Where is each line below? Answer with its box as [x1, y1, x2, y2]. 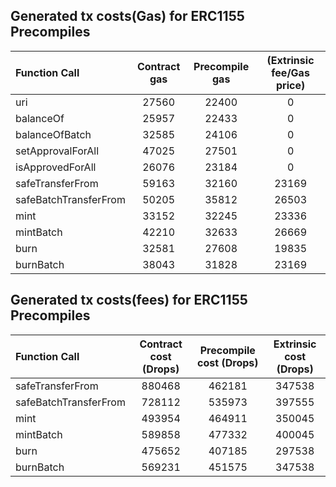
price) [275, 78, 306, 92]
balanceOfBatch [15, 127, 92, 141]
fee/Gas [271, 65, 310, 79]
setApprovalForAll [15, 144, 100, 158]
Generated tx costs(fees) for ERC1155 [10, 292, 248, 309]
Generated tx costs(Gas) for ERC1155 [10, 8, 245, 25]
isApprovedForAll [15, 160, 97, 174]
